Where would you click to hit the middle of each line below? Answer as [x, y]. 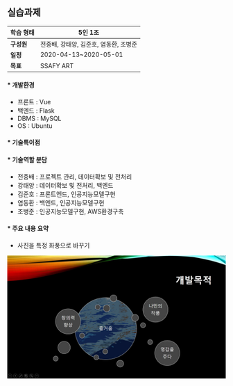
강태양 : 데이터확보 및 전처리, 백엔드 [65, 185]
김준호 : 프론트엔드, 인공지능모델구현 [66, 194]
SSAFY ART [57, 65]
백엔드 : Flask [36, 111]
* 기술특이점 [24, 143]
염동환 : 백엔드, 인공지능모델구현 [61, 202]
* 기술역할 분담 [27, 159]
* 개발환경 [21, 85]
